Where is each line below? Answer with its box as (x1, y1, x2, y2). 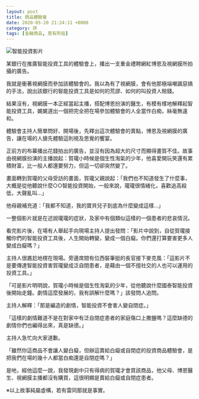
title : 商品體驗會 (6, 14, 47, 20)
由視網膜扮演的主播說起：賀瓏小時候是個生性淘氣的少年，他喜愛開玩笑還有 (6, 155, 188, 162)
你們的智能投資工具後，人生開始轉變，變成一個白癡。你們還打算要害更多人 (11, 235, 193, 242)
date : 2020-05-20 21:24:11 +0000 (6, 20, 89, 25)
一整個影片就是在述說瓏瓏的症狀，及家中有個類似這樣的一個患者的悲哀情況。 (6, 215, 193, 222)
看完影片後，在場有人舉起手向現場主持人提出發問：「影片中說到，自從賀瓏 (6, 227, 185, 234)
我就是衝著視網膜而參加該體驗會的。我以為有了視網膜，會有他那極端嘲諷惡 (6, 80, 188, 87)
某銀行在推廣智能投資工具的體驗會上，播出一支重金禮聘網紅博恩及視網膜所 (6, 60, 188, 67)
